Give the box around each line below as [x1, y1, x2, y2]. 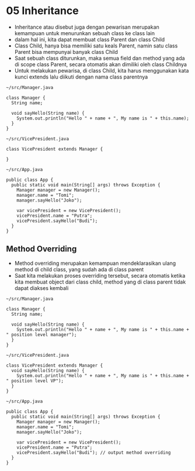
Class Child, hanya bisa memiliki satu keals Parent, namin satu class [14, 42, 178, 49]
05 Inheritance [6, 4, 79, 18]
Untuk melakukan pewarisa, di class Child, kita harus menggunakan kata [14, 67, 189, 74]
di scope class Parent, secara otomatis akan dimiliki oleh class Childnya [14, 60, 187, 68]
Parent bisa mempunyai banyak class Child [14, 48, 119, 55]
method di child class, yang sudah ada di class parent [14, 265, 144, 273]
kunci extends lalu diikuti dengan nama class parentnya [14, 73, 148, 80]
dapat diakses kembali [14, 284, 69, 291]
